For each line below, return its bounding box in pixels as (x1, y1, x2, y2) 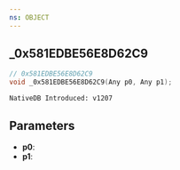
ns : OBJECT (9, 12, 50, 22)
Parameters (9, 117, 75, 134)
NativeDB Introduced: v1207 (9, 94, 113, 103)
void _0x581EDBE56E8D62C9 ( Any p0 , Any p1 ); (9, 77, 173, 87)
